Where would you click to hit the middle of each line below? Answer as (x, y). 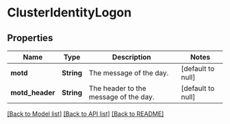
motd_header (33, 92)
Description (132, 57)
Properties (30, 38)
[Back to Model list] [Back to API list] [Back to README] (86, 114)
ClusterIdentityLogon (69, 13)
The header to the (117, 88)
